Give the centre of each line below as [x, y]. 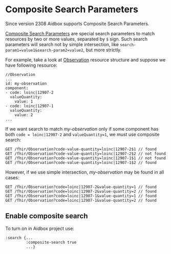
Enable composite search [47, 216]
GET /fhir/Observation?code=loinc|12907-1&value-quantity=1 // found [81, 196]
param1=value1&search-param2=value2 [44, 50]
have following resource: [31, 65]
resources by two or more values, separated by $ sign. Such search [77, 39]
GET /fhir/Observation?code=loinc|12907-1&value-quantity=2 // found [81, 200]
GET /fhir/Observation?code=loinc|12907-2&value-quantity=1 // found [81, 187]
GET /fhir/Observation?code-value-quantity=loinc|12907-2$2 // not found [86, 154]
